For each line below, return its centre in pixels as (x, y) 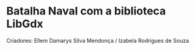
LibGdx (25, 24)
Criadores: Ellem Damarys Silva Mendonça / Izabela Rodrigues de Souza (98, 40)
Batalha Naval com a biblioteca (86, 11)
